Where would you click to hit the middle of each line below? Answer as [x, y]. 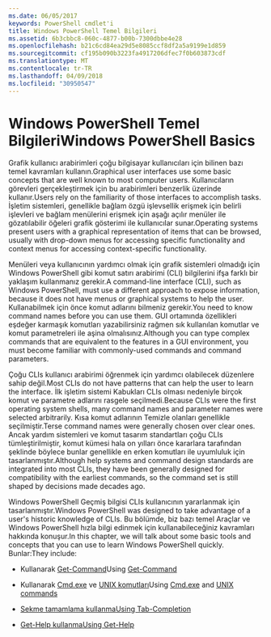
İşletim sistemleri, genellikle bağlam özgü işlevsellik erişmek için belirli [125, 206]
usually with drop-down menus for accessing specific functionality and [127, 240]
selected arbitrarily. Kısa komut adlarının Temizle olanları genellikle [119, 418]
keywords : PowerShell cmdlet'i [61, 23]
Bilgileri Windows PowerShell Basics [132, 140]
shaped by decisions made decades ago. [77, 487]
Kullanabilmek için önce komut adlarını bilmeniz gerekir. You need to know [131, 307]
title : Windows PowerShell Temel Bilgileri [83, 31]
